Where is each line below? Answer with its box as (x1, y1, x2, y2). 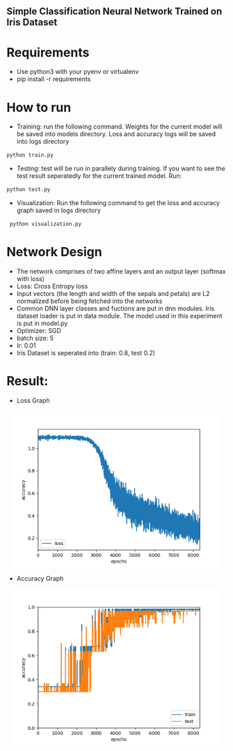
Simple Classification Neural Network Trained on (6, 6, 223, 17)
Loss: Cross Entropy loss (16, 282, 88, 290)
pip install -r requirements (16, 75, 91, 83)
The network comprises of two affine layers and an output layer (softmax (16, 267, 227, 275)
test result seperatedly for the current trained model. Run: (16, 172, 182, 180)
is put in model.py (16, 319, 68, 327)
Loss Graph (16, 396, 50, 404)
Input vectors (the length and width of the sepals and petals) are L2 (16, 289, 210, 297)
